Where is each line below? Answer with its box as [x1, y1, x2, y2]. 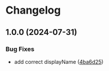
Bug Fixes [5, 45, 35, 53]
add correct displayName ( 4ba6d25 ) [14, 58, 104, 65]
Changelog [5, 4, 61, 17]
